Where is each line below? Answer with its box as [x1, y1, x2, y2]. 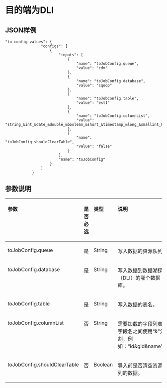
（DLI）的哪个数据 [117, 274, 161, 281]
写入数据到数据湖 [117, 267, 158, 274]
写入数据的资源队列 [117, 247, 163, 254]
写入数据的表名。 [117, 301, 158, 308]
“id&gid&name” [127, 343, 163, 350]
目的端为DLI [5, 4, 54, 16]
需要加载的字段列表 [117, 320, 163, 327]
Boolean [93, 361, 113, 368]
